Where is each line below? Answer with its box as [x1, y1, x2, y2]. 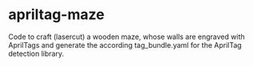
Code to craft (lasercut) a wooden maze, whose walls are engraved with [8, 32, 245, 41]
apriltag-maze [8, 6, 105, 24]
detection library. [8, 49, 65, 58]
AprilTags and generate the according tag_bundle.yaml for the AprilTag [8, 40, 242, 49]
